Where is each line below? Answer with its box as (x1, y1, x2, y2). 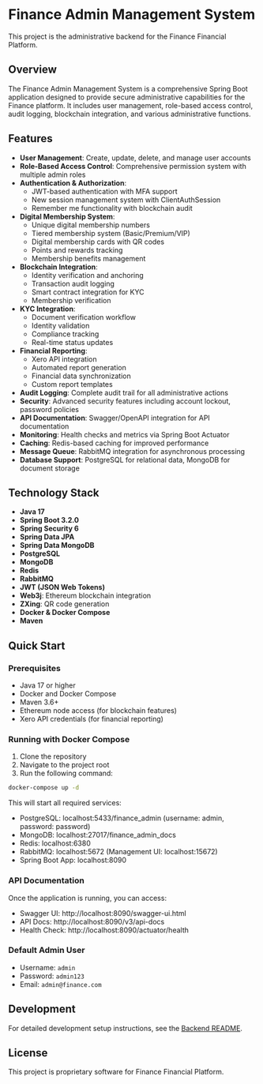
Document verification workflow (31, 312, 137, 321)
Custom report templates (31, 379, 113, 388)
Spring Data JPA (19, 532, 75, 542)
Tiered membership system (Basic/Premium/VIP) (31, 228, 191, 238)
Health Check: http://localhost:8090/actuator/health (19, 925, 190, 935)
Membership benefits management (31, 253, 146, 263)
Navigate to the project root (19, 760, 110, 770)
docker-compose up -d (8, 784, 80, 792)
